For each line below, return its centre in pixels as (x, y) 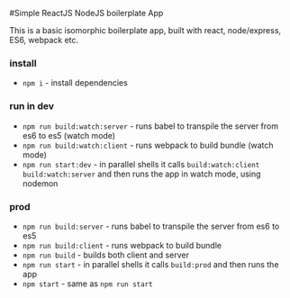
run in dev (32, 106)
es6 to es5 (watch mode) (68, 135)
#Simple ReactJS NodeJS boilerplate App (86, 13)
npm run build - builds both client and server (105, 255)
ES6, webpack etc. (44, 40)
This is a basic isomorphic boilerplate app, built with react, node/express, (145, 30)
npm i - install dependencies (75, 83)
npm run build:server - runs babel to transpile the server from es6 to (151, 226)
